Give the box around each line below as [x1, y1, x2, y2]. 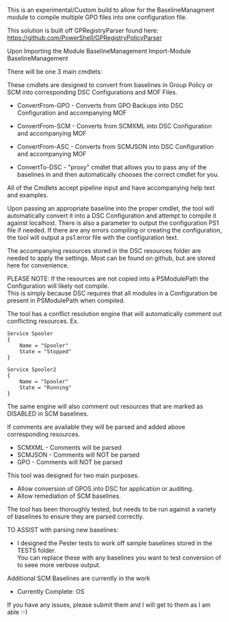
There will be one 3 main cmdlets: [7, 68, 103, 75]
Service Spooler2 [7, 366, 57, 373]
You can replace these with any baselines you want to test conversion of [16, 553, 221, 562]
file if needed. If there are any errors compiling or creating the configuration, [7, 226, 222, 234]
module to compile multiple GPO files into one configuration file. [7, 13, 187, 21]
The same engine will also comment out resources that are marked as [7, 403, 204, 410]
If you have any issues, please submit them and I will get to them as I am [7, 601, 211, 609]
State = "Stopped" [19, 348, 72, 355]
